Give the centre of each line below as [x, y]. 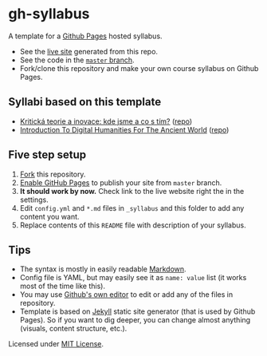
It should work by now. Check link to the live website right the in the [132, 191]
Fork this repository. [53, 174]
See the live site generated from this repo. [88, 51]
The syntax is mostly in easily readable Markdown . [103, 269]
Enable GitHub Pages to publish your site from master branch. [121, 182]
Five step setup [47, 155]
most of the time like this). [63, 286]
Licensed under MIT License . [56, 344]
